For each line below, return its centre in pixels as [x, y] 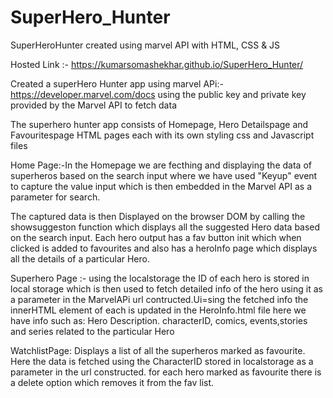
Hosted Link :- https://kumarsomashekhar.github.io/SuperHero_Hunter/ [157, 64]
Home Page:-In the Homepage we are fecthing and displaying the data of [161, 165]
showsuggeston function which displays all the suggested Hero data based [165, 227]
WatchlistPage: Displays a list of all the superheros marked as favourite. [158, 350]
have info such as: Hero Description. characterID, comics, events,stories [159, 320]
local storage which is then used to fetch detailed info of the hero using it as [166, 288]
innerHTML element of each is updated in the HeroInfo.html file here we [158, 310]
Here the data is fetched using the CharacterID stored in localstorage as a [162, 361]
